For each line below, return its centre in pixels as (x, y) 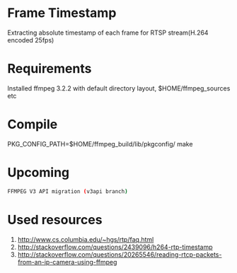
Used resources (55, 220)
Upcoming (39, 173)
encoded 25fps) (31, 40)
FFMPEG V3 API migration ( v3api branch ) (68, 191)
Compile (33, 124)
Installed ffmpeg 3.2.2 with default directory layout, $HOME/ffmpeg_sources (119, 88)
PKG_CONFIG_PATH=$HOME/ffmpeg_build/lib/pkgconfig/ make (100, 144)
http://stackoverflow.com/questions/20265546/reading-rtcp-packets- (120, 254)
